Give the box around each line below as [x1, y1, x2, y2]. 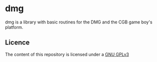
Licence [5, 39, 30, 47]
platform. [5, 24, 23, 30]
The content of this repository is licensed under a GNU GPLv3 [5, 51, 129, 57]
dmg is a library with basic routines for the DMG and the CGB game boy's [5, 19, 153, 25]
